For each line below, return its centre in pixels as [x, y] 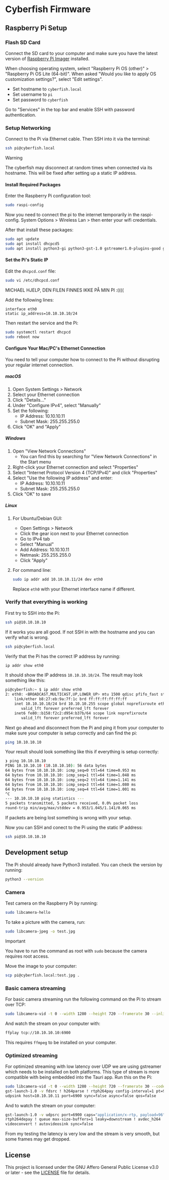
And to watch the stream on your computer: [51, 1105]
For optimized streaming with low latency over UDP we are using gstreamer [83, 1066]
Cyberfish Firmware [48, 9]
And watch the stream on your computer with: [53, 1023]
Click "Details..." [29, 400]
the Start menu [35, 462]
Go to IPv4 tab [35, 538]
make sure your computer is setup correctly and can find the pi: [71, 733]
